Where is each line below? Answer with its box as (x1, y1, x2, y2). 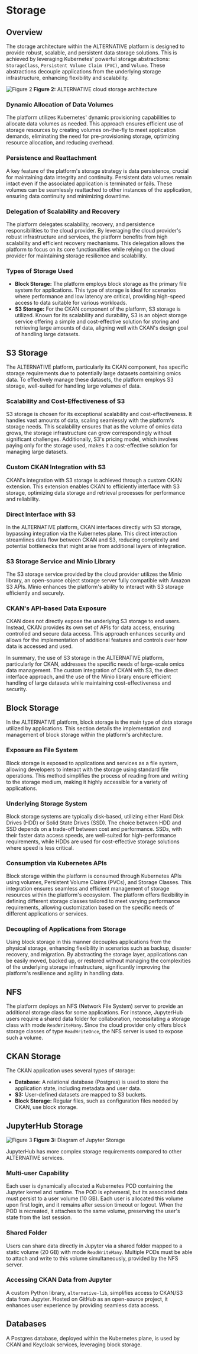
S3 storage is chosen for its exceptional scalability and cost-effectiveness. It (6, 411, 192, 418)
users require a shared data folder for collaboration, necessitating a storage (6, 1015, 190, 1023)
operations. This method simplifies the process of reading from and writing (6, 772, 189, 779)
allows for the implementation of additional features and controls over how (6, 637, 187, 644)
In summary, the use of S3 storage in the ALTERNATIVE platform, (6, 655, 164, 662)
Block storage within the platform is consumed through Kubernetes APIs (6, 872, 182, 879)
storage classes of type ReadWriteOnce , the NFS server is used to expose (6, 1028, 183, 1035)
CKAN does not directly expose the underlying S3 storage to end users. (6, 618, 181, 625)
